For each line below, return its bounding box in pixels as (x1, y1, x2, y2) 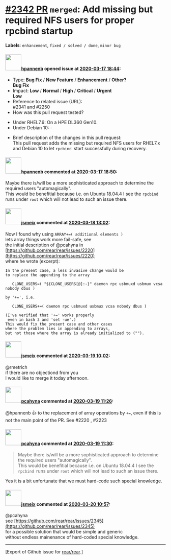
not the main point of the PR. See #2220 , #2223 (5, 417, 107, 423)
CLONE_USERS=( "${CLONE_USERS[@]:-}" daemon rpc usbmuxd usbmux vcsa (12, 281, 163, 287)
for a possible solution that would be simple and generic (5, 529, 123, 535)
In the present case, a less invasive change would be (5, 268, 124, 273)
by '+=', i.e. (5, 295, 36, 300)
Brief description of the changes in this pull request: (12, 134, 122, 141)
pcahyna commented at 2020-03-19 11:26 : (21, 398, 113, 404)
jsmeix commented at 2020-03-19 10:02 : (21, 353, 110, 359)
